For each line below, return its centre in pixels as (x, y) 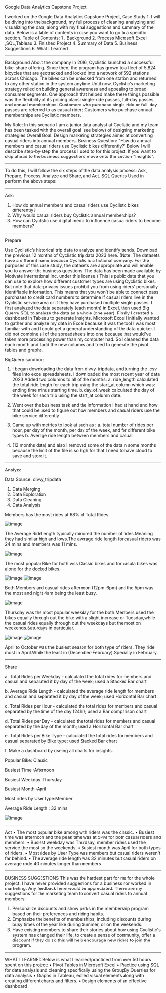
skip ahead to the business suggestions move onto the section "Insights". (80, 156)
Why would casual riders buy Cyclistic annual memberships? (74, 215)
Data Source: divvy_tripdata (33, 479)
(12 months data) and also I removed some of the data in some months (84, 445)
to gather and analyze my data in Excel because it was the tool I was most (80, 323)
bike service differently (36, 415)
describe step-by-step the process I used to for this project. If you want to (81, 151)
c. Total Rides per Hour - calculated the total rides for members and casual (81, 706)
